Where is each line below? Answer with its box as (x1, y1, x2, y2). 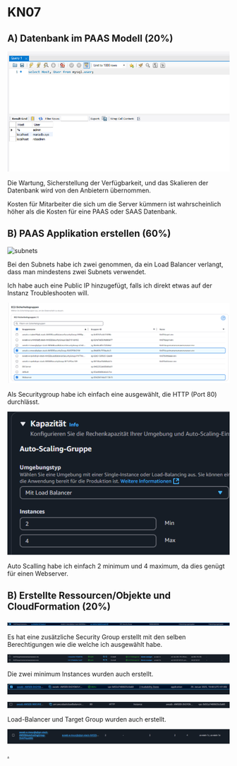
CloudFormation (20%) (7, 600, 111, 612)
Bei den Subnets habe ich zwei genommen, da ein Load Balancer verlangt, (7, 260, 224, 268)
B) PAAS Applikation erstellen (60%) (7, 228, 171, 240)
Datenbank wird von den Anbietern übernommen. (7, 186, 152, 194)
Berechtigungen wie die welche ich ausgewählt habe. (7, 641, 163, 649)
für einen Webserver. (7, 569, 68, 578)
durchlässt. (7, 397, 40, 406)
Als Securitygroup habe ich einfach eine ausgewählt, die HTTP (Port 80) (7, 390, 217, 399)
